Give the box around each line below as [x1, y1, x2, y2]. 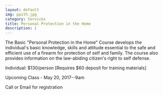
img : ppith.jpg [5, 12, 37, 17]
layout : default [5, 7, 39, 12]
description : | [5, 26, 37, 31]
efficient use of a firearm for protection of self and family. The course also [5, 50, 158, 56]
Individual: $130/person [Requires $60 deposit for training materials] [5, 65, 147, 71]
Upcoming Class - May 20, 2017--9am [5, 75, 85, 81]
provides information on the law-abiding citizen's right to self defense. [5, 55, 150, 61]
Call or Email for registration [5, 84, 63, 90]
